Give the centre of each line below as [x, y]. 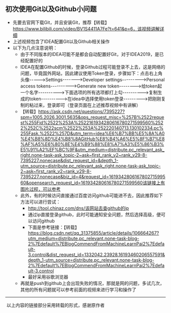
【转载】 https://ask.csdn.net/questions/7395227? [73, 111]
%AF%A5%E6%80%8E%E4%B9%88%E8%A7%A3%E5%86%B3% [92, 144]
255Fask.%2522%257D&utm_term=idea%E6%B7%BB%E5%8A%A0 [92, 133]
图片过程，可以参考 [40, 189]
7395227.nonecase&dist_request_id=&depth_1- [69, 160]
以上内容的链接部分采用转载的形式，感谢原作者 [55, 305]
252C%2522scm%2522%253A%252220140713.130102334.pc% [95, 128]
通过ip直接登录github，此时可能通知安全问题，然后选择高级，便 [94, 214]
